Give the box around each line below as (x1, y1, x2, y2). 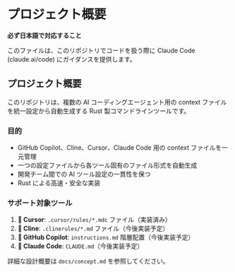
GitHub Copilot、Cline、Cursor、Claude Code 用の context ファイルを (17, 143, 222, 152)
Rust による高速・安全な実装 (17, 179, 101, 187)
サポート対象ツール (7, 198, 73, 208)
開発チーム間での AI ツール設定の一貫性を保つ (17, 170, 151, 179)
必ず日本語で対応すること (7, 31, 82, 40)
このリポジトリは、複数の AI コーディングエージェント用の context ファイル (7, 97, 227, 106)
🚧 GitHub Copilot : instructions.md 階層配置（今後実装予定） (17, 233, 195, 242)
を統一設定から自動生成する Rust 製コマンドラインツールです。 (7, 107, 191, 115)
